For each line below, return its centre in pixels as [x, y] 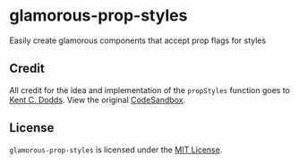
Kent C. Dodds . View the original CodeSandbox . [98, 99]
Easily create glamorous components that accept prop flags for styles [138, 40]
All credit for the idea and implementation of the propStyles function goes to [150, 90]
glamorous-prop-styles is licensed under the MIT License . [116, 150]
